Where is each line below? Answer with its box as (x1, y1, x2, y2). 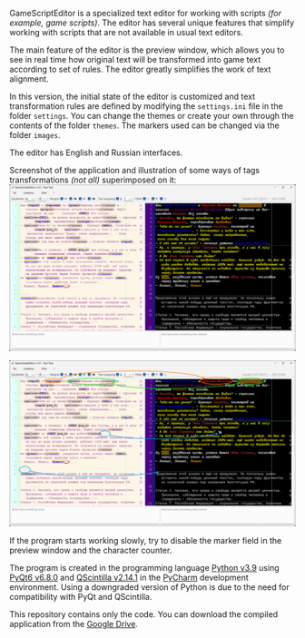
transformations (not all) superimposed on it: (9, 174, 177, 185)
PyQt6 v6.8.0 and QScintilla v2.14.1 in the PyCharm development (9, 572, 250, 584)
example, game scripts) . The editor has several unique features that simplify (9, 17, 295, 28)
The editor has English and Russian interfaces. (9, 147, 183, 158)
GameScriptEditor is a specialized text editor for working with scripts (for (9, 8, 281, 18)
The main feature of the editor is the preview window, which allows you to (9, 44, 285, 55)
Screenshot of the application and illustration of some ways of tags (9, 165, 261, 175)
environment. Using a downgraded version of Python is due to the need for (9, 582, 290, 593)
